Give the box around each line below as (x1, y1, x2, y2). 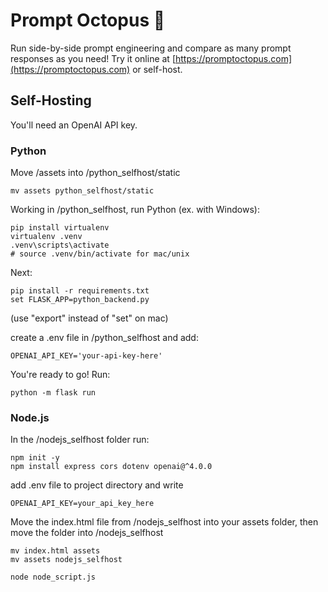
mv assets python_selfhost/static (10, 186, 155, 196)
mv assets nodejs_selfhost (10, 555, 123, 565)
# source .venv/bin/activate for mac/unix (10, 249, 190, 259)
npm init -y (10, 453, 60, 463)
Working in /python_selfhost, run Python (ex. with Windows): (10, 204, 260, 216)
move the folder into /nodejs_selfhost (10, 527, 164, 539)
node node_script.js (10, 572, 97, 583)
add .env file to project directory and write (10, 479, 184, 491)
